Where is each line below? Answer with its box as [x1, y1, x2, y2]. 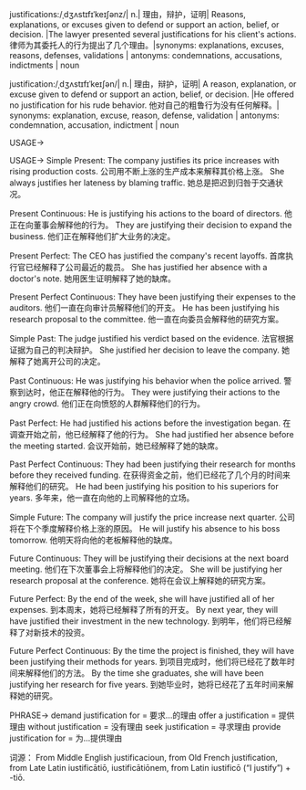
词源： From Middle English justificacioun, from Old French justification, [9, 753, 278, 763]
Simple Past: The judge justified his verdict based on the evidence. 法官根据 [9, 333, 294, 343]
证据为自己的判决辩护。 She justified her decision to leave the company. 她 [9, 344, 291, 355]
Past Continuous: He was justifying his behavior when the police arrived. [9, 375, 282, 386]
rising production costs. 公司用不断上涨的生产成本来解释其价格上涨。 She [9, 166, 285, 176]
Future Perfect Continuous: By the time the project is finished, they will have [9, 646, 294, 656]
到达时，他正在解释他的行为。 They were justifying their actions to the [16, 387, 280, 397]
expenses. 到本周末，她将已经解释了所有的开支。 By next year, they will [9, 605, 279, 615]
